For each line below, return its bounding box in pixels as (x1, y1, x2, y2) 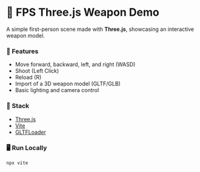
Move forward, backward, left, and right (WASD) (15, 61, 136, 68)
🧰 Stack (6, 102, 30, 110)
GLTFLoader (15, 128, 47, 136)
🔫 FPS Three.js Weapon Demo (6, 5, 159, 19)
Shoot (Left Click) (15, 67, 59, 74)
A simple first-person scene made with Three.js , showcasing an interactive (6, 25, 195, 33)
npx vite (6, 160, 28, 166)
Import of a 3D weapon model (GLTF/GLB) (15, 80, 121, 87)
